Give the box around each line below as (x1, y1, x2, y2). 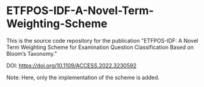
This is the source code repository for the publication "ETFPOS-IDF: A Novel (6, 37, 199, 44)
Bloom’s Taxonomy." (6, 50, 57, 57)
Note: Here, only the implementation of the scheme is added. (6, 74, 160, 81)
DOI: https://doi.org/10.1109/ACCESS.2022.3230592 (6, 62, 137, 69)
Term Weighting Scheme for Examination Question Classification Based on (6, 43, 194, 51)
